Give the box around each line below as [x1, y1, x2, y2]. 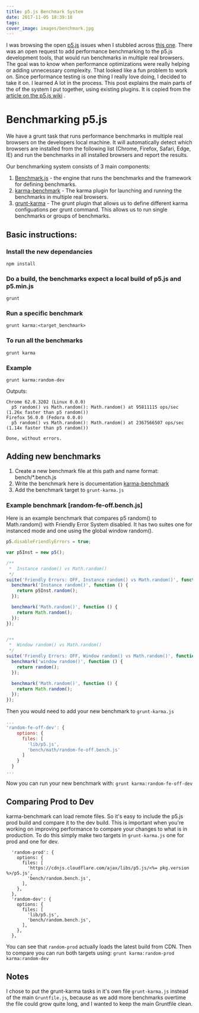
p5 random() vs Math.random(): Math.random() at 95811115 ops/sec [11, 405, 179, 411]
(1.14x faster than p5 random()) [6, 425, 89, 431]
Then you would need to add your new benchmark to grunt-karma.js [6, 708, 175, 715]
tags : [6, 20, 20, 26]
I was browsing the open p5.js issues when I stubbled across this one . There [6, 42, 192, 49]
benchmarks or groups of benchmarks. [14, 212, 111, 220]
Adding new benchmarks [6, 452, 101, 462]
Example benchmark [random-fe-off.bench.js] [6, 501, 143, 509]
